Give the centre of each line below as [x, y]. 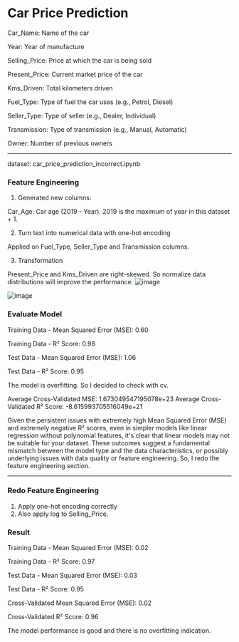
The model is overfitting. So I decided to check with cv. [88, 385]
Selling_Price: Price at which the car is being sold [80, 60]
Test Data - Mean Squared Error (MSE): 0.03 [72, 576]
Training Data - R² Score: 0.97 [51, 561]
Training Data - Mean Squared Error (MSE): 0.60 [78, 330]
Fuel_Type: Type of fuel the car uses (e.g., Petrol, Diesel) [90, 102]
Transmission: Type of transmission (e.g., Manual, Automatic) [97, 129]
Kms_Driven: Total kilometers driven [60, 88]
